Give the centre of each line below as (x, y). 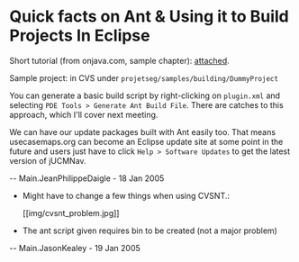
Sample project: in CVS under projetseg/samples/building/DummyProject (144, 77)
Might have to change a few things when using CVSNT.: (126, 195)
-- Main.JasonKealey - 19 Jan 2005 (75, 248)
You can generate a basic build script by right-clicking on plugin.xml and (145, 95)
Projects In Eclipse (80, 36)
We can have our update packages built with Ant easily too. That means (143, 131)
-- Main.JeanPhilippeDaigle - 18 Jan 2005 (87, 178)
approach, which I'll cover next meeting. (84, 114)
